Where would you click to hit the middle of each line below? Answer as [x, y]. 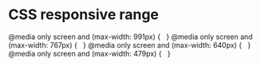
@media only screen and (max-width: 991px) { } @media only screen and [130, 37]
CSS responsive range [84, 15]
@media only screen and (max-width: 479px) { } [89, 53]
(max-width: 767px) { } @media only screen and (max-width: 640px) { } [130, 45]
